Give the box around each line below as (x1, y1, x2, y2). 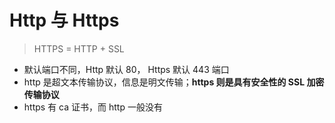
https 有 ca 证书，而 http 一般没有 (23, 101, 163, 113)
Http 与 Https (9, 9, 120, 32)
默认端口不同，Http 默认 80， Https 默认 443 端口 (23, 63, 230, 75)
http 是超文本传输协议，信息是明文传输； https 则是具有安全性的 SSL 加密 (23, 76, 325, 88)
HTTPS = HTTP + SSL (33, 42, 125, 55)
